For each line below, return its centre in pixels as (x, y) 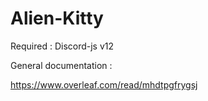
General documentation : (61, 65)
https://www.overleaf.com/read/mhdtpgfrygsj (104, 84)
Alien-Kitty (57, 18)
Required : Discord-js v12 (62, 46)
